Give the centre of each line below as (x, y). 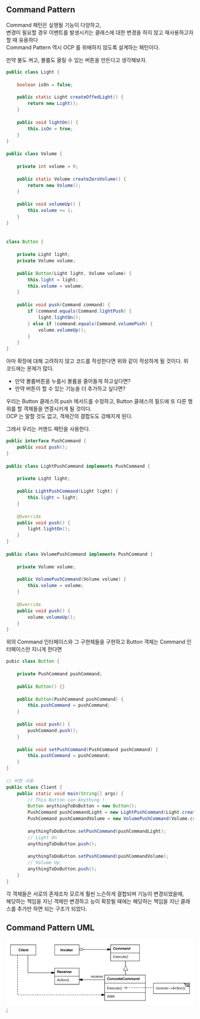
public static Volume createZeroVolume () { (72, 179)
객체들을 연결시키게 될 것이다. (58, 409)
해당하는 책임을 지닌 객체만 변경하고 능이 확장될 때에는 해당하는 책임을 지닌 (93, 901)
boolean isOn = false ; (45, 85)
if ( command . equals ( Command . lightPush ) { (80, 311)
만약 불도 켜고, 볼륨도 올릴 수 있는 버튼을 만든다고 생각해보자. (77, 60)
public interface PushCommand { (46, 441)
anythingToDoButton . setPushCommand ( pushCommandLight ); (97, 831)
